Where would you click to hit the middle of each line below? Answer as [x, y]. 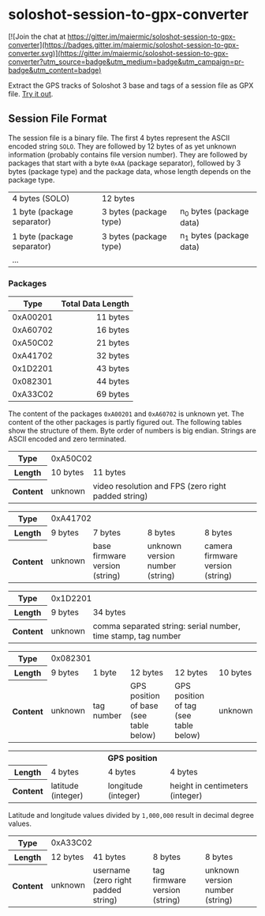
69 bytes [113, 395]
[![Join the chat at [37, 36]
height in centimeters [209, 785]
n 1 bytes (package [215, 236]
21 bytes [113, 343]
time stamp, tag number [137, 636]
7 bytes [106, 532]
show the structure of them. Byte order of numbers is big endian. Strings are [132, 431]
